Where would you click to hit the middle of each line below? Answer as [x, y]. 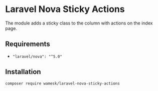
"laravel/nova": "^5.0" [37, 56]
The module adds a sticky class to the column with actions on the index [79, 23]
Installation [23, 72]
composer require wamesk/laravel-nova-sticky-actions [63, 83]
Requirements [28, 44]
